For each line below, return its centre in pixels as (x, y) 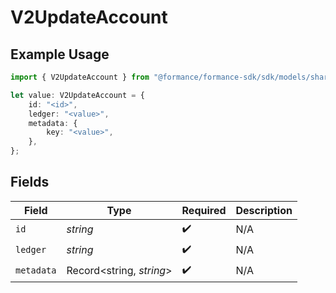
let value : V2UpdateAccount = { (77, 95)
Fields (30, 182)
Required (204, 210)
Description (264, 210)
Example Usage (60, 54)
